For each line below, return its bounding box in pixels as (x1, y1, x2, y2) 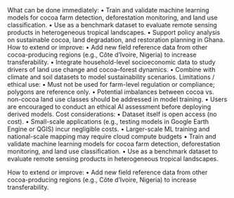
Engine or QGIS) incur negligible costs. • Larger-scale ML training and (7, 125, 210, 133)
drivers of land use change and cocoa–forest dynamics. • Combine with (7, 66, 216, 73)
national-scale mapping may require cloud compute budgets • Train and (7, 132, 216, 141)
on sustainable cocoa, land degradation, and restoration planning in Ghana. (7, 36, 225, 44)
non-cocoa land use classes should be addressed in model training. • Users (7, 95, 228, 104)
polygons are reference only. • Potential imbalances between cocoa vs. (7, 87, 214, 96)
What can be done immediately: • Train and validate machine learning (7, 6, 209, 14)
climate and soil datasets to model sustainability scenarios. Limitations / (7, 73, 215, 81)
